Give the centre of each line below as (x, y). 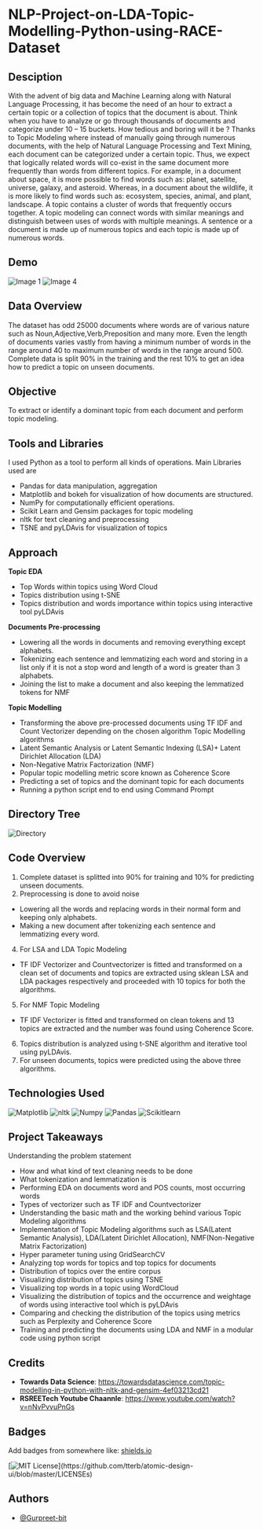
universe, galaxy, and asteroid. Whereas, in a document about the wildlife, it (131, 188)
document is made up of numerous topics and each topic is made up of (124, 229)
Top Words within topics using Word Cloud (89, 587)
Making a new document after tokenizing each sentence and (117, 925)
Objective (33, 392)
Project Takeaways (56, 1136)
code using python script (60, 1338)
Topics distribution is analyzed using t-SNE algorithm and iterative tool (133, 1043)
